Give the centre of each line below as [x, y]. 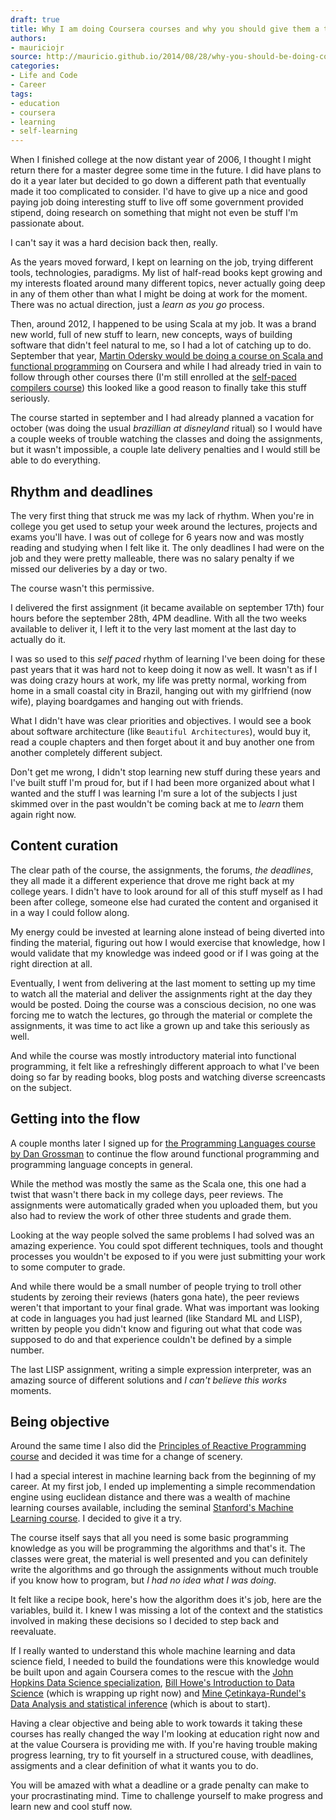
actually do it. [38, 639]
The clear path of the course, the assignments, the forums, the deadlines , [162, 870]
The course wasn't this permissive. [82, 588]
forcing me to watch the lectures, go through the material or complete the [161, 1015]
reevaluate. [33, 1632]
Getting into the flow [75, 1119]
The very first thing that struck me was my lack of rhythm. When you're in [162, 515]
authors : [28, 38]
